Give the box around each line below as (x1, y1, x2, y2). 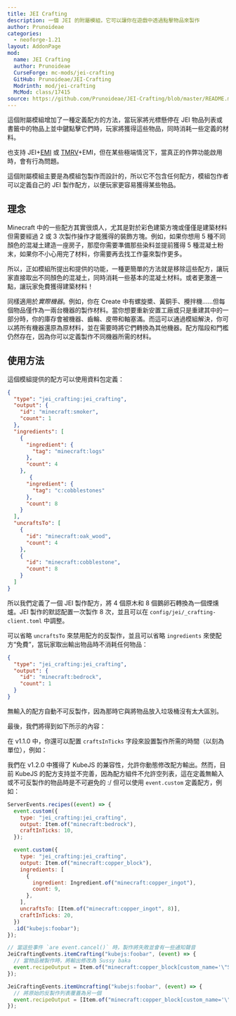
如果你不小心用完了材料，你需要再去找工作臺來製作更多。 (19, 249, 186, 258)
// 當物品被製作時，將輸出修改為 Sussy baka (13, 958, 131, 965)
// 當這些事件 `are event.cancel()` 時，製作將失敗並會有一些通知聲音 (7, 944, 196, 951)
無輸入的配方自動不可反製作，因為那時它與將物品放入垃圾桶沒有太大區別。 (7, 706, 223, 715)
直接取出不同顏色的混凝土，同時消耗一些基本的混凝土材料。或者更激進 (13, 273, 216, 281)
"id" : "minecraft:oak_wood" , (25, 533, 112, 540)
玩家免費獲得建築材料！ (25, 282, 93, 291)
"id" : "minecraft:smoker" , (20, 409, 99, 416)
